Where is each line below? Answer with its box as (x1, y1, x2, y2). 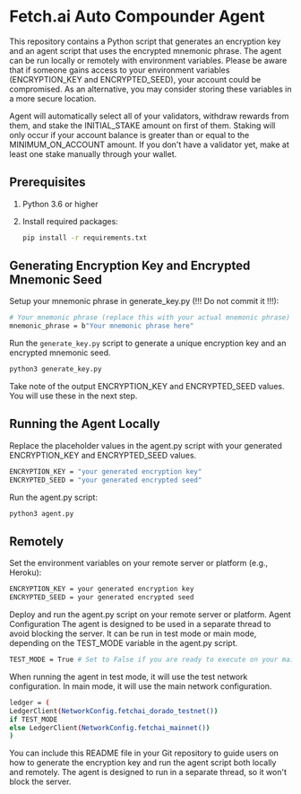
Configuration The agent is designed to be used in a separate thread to (9, 619, 271, 630)
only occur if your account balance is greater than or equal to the (9, 129, 250, 140)
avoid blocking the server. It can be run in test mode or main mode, (9, 628, 257, 639)
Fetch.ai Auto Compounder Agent (9, 6, 265, 27)
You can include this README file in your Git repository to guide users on (9, 747, 279, 759)
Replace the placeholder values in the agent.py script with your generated (9, 440, 282, 450)
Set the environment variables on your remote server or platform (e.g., (9, 558, 269, 569)
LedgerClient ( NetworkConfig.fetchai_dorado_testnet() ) (9, 706, 219, 715)
